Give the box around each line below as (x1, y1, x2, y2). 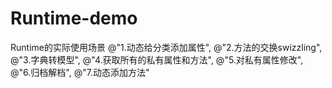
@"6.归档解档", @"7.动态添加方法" (10, 66, 150, 78)
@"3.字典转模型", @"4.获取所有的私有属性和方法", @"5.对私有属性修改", (10, 53, 304, 66)
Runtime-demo (10, 7, 138, 30)
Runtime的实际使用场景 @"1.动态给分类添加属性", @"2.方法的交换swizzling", (10, 41, 323, 53)
